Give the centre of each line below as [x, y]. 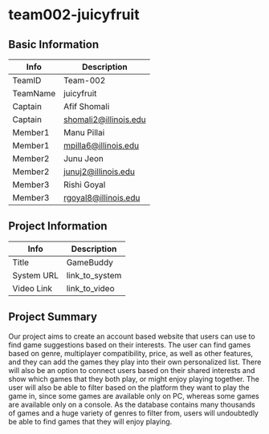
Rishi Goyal [84, 185]
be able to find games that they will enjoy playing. [90, 421]
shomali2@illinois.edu [104, 120]
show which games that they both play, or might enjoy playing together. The [134, 379]
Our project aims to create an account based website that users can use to [132, 336]
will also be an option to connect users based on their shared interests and [132, 370]
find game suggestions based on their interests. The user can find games [130, 345]
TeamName [34, 93]
